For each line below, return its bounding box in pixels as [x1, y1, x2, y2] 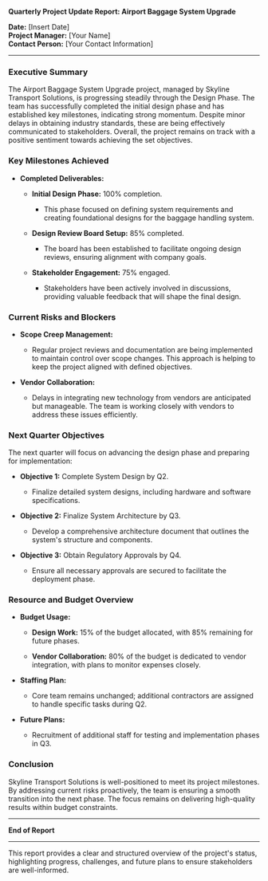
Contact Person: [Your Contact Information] [8, 39, 154, 49]
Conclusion [8, 759, 54, 770]
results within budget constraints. [8, 802, 118, 812]
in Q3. [31, 739, 52, 749]
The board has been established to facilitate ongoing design [43, 243, 242, 254]
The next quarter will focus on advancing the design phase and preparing [8, 448, 250, 458]
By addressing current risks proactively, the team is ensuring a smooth [8, 785, 241, 795]
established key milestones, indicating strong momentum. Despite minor [8, 110, 246, 120]
